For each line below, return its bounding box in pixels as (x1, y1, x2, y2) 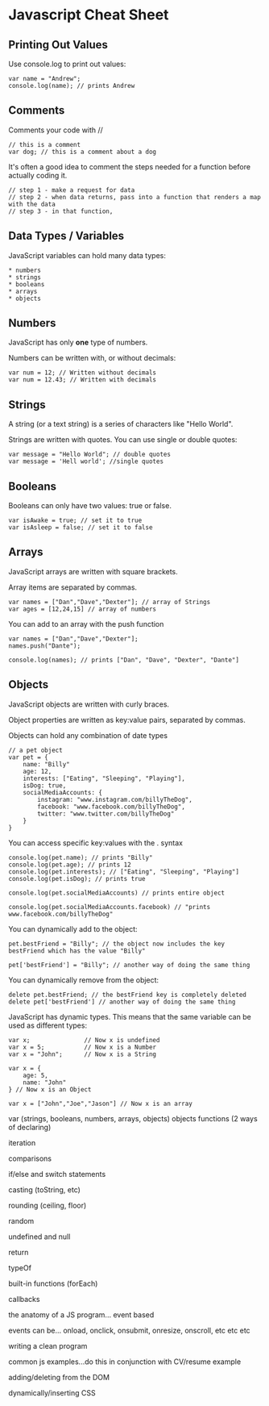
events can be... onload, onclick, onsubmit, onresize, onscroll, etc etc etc (8, 1325, 251, 1335)
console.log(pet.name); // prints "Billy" (8, 853, 153, 862)
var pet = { (8, 753, 48, 761)
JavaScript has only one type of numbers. (8, 337, 148, 348)
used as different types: (8, 1020, 87, 1030)
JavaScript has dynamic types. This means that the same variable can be (8, 1012, 251, 1021)
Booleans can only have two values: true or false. (8, 501, 172, 511)
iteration (8, 1137, 36, 1147)
